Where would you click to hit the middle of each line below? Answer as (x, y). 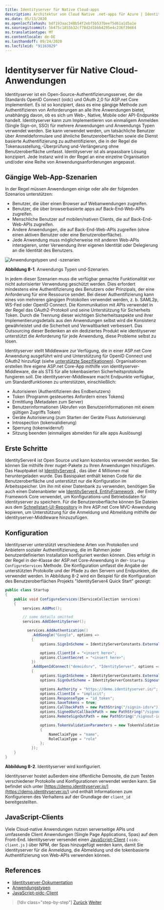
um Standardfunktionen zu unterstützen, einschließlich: (61, 382)
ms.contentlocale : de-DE (30, 37)
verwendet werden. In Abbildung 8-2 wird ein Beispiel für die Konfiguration (80, 576)
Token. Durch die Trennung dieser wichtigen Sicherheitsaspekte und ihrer (79, 315)
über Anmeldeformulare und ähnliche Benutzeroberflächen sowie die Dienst (82, 136)
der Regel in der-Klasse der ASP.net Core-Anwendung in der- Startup (75, 560)
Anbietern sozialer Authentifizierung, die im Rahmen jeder (63, 550)
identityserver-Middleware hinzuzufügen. (47, 517)
